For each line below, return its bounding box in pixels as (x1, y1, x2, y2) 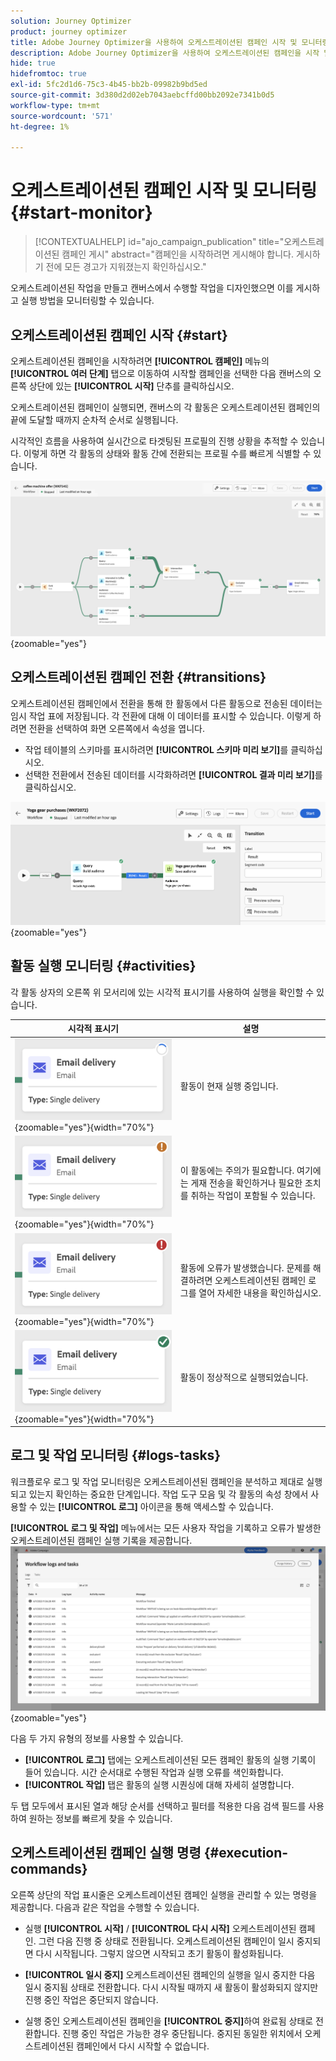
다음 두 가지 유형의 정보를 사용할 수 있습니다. (10, 1732, 184, 1744)
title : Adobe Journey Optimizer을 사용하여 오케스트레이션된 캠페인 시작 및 (10, 37, 298, 47)
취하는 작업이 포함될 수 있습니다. (190, 1190, 316, 1202)
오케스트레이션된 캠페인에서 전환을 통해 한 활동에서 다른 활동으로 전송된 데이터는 (10, 697, 323, 709)
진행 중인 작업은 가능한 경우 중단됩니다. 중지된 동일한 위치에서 (62, 2027, 303, 2039)
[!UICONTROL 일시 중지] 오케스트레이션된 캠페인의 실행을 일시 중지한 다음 (24, 1968, 316, 1980)
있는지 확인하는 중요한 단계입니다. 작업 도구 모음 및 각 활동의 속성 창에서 (28, 1488, 309, 1500)
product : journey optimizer (10, 26, 128, 37)
